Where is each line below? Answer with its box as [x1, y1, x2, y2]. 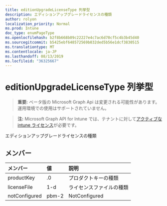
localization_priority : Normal [5, 21, 70, 26]
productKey [7, 174, 35, 181]
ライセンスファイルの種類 [68, 184, 129, 190]
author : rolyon [5, 16, 37, 21]
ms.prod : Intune [5, 26, 39, 31]
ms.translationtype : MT [5, 44, 55, 49]
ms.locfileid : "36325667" [5, 58, 59, 63]
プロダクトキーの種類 [68, 174, 119, 181]
